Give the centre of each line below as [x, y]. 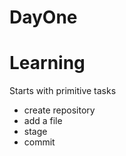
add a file [43, 121]
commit [39, 142]
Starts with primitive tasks [63, 91]
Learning [47, 63]
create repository [59, 110]
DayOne [43, 17]
